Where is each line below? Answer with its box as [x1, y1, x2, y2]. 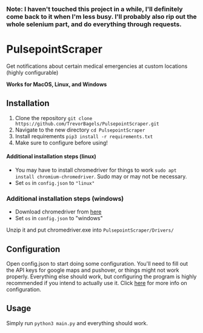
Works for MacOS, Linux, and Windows [6, 81, 107, 88]
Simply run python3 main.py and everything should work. [6, 319, 148, 326]
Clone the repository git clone [15, 114, 93, 121]
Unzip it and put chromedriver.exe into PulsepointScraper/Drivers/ [6, 226, 174, 234]
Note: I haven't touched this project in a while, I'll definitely [6, 5, 183, 13]
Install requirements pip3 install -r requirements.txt [15, 132, 153, 140]
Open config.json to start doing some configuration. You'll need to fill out [6, 260, 188, 267]
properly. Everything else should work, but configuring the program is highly [6, 272, 197, 280]
